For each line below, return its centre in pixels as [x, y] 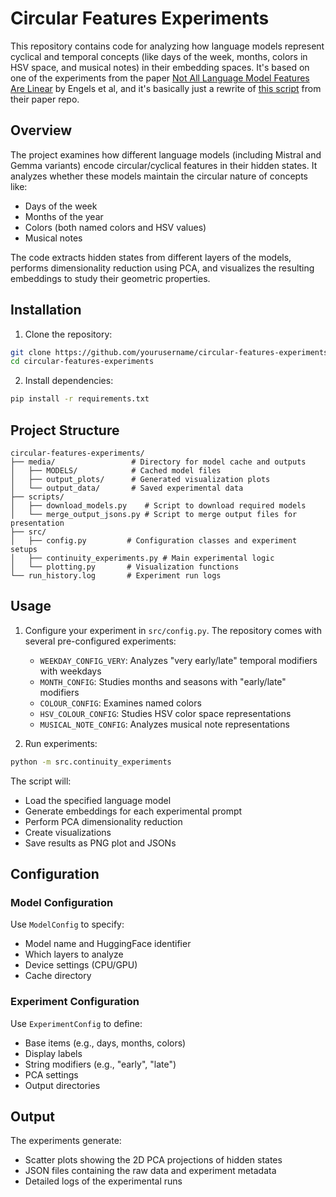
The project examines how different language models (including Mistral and [166, 154]
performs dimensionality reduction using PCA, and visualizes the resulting [162, 268]
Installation [46, 310]
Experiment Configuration [75, 1002]
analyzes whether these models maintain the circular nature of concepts [159, 176]
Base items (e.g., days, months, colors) [105, 1043]
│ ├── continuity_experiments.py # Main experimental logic [142, 558]
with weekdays [70, 671]
